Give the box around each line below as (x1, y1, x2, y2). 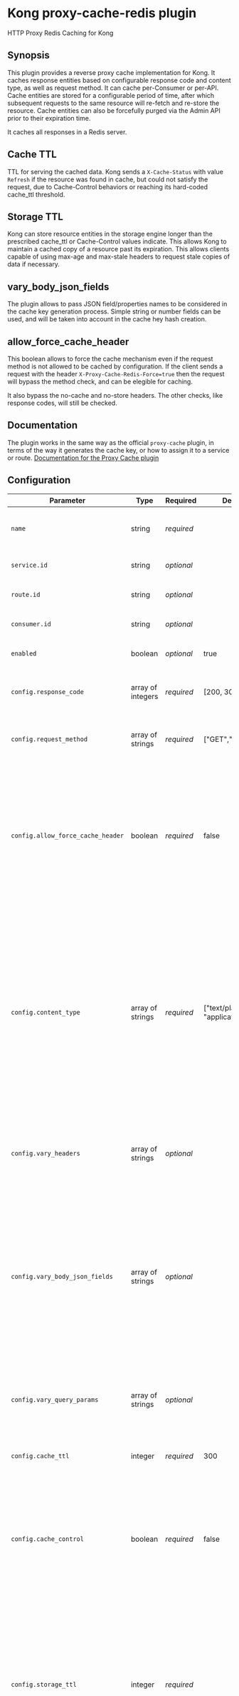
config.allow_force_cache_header (11, 831, 124, 840)
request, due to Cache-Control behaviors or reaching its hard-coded (7, 182, 208, 191)
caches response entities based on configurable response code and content (7, 76, 231, 84)
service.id (11, 561, 48, 569)
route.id (11, 591, 41, 598)
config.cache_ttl (11, 1452, 70, 1460)
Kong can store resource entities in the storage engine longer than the (7, 230, 213, 239)
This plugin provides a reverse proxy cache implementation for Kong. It (7, 68, 216, 76)
